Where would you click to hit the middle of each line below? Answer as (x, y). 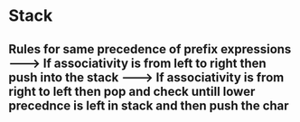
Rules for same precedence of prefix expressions (150, 49)
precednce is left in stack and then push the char (149, 105)
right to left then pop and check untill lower (132, 91)
